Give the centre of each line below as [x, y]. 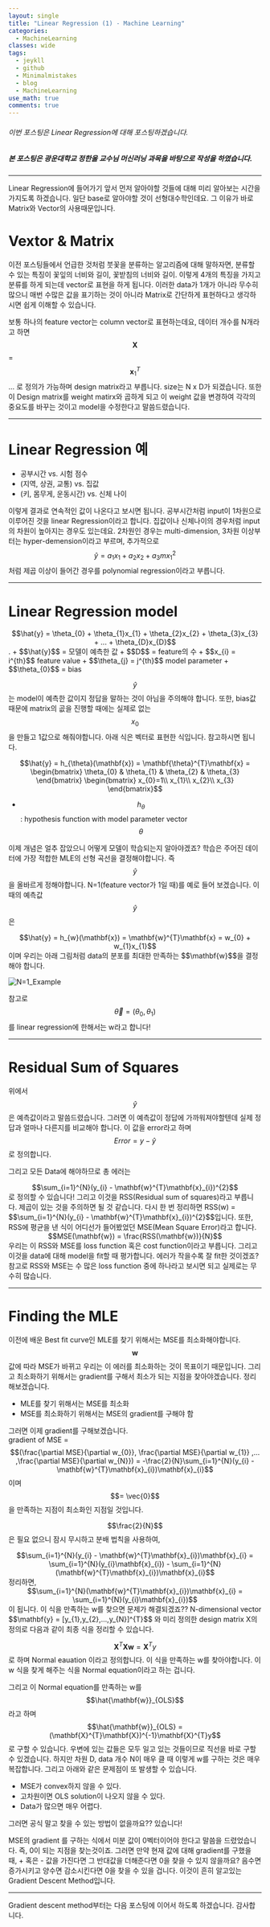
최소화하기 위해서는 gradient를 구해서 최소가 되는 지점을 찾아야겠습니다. [129, 1376]
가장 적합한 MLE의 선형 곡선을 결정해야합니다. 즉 [99, 858]
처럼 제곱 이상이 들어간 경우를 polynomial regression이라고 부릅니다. [117, 571]
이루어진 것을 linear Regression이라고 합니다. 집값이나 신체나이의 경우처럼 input [134, 521]
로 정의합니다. [30, 1154]
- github [30, 68]
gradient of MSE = [39, 1440]
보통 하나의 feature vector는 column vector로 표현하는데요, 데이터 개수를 [124, 322]
